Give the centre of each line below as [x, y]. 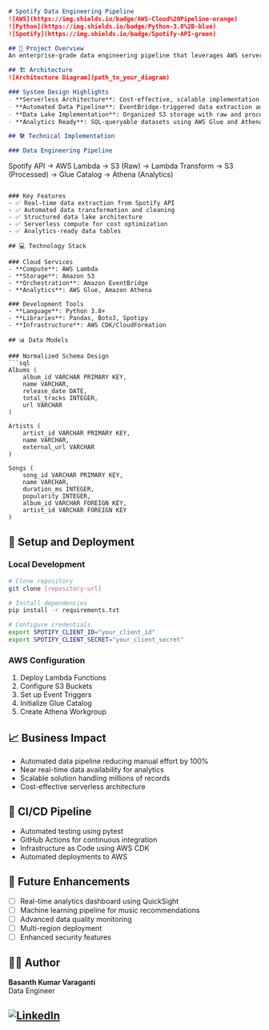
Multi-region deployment [61, 928]
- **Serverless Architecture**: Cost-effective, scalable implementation [134, 99]
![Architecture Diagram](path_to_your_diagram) [89, 78]
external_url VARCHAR [58, 447]
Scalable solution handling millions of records [95, 778]
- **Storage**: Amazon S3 [51, 276]
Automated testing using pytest [72, 831]
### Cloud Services [41, 263]
